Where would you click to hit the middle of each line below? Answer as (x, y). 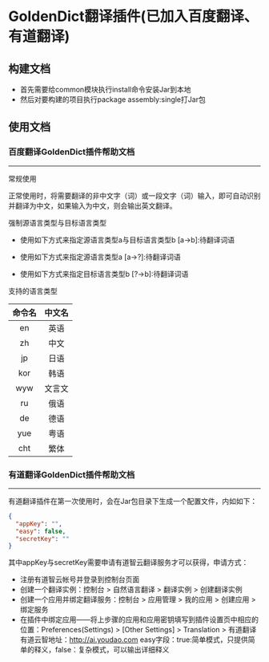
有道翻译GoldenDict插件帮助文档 (72, 474)
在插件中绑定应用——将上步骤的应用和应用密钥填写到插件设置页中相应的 (139, 619)
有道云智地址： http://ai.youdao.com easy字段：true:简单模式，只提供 (134, 640)
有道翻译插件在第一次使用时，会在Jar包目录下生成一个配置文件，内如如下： (133, 501)
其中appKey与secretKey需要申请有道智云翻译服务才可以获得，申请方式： (128, 562)
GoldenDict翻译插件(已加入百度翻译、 (133, 16)
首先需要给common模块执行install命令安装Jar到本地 (105, 89)
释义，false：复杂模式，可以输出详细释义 (102, 650)
